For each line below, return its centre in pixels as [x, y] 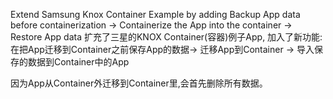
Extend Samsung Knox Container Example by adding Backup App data [155, 14]
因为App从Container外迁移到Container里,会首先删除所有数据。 [139, 83]
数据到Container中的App [78, 62]
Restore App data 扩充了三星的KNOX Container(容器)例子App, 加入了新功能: [166, 37]
